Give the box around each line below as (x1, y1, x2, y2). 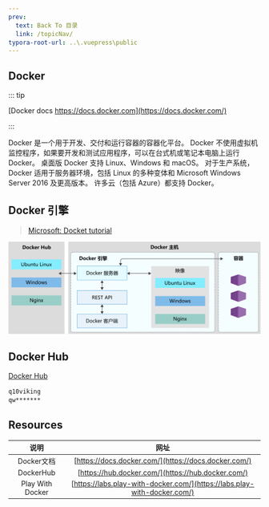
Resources (8, 418, 63, 432)
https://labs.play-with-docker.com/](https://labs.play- (73, 479, 255, 489)
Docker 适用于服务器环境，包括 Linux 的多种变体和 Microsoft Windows (8, 168, 242, 178)
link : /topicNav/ (15, 30, 74, 38)
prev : (8, 13, 26, 21)
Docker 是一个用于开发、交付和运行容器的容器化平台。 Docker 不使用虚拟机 (8, 138, 259, 148)
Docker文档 (17, 456, 56, 465)
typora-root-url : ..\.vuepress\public (8, 39, 138, 47)
